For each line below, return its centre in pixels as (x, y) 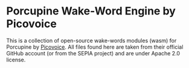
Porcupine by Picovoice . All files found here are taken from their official (95, 47)
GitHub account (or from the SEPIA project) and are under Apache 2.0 (93, 53)
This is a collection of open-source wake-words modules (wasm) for (91, 40)
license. (16, 60)
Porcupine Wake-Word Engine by (91, 11)
